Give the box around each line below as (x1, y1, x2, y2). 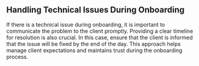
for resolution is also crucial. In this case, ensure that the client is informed (6, 33, 193, 41)
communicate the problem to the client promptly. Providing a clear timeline (6, 27, 194, 35)
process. (6, 53, 29, 60)
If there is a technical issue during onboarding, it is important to (6, 21, 166, 28)
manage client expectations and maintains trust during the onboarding (6, 47, 183, 54)
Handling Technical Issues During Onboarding (6, 5, 185, 15)
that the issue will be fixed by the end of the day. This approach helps (6, 40, 181, 47)
